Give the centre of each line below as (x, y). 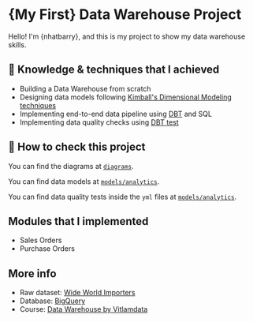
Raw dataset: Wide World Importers (77, 293)
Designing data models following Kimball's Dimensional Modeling (126, 97)
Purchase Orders (47, 249)
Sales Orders (41, 240)
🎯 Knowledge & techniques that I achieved (114, 70)
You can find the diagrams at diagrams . (71, 166)
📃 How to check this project (77, 147)
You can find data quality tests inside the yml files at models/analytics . (123, 197)
